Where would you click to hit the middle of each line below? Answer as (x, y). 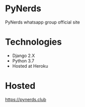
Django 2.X (24, 55)
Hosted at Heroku (30, 66)
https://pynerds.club (26, 99)
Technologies (34, 42)
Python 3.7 (23, 61)
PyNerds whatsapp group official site (42, 22)
